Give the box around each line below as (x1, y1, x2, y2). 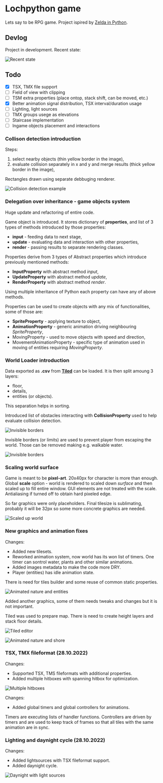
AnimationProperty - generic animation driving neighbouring (12, 323, 136, 329)
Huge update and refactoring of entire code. (5, 209, 95, 215)
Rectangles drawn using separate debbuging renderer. (5, 176, 115, 182)
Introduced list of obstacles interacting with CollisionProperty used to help (5, 412, 157, 418)
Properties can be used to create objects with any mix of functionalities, (5, 303, 151, 309)
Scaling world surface (5, 464, 59, 470)
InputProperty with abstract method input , (12, 269, 99, 274)
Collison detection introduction (5, 135, 81, 142)
